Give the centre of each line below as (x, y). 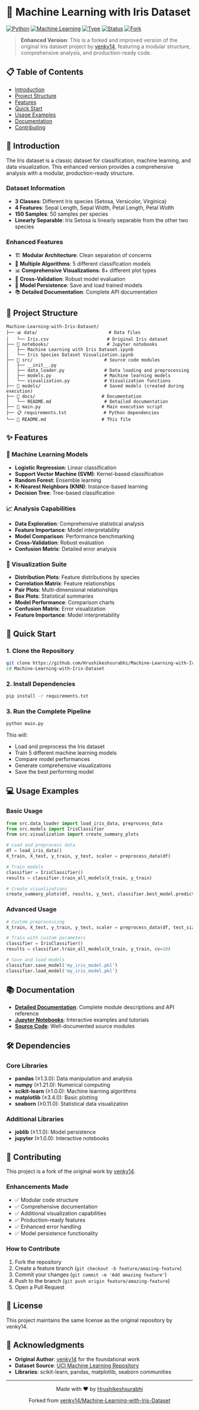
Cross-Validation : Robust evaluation (59, 542)
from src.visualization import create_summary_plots (73, 834)
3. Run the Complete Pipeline (49, 711)
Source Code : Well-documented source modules (75, 1026)
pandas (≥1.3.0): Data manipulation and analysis (73, 1078)
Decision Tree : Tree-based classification (65, 493)
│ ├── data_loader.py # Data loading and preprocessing (98, 370)
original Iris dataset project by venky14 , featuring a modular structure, (106, 46)
